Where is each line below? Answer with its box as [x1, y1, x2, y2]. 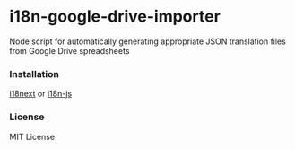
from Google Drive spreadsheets [9, 45, 130, 56]
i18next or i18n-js [9, 88, 73, 100]
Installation [9, 67, 60, 80]
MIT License [9, 131, 56, 142]
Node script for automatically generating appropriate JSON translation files [9, 36, 287, 47]
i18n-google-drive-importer [9, 6, 221, 27]
